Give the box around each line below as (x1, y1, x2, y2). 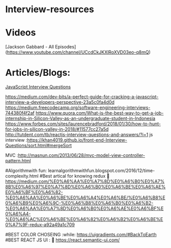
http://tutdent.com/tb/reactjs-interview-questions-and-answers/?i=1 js (5, 131, 153, 138)
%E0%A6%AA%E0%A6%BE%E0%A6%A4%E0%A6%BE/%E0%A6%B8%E (5, 195, 165, 201)
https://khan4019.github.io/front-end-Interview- (27, 137, 127, 143)
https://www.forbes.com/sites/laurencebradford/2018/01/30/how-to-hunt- (5, 121, 161, 127)
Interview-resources (5, 4, 94, 15)
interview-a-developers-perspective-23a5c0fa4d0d (5, 99, 115, 105)
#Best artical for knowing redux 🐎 (40, 173, 110, 179)
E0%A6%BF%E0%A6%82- (5, 189, 63, 196)
